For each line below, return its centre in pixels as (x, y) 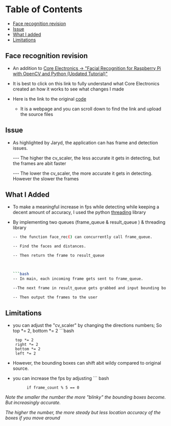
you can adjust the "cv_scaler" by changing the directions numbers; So (87, 325)
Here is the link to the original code (50, 99)
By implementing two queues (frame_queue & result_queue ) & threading (89, 222)
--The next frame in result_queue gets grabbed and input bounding (86, 288)
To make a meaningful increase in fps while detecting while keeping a (86, 207)
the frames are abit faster (39, 163)
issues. (20, 148)
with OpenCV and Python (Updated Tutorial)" (60, 74)
